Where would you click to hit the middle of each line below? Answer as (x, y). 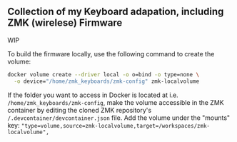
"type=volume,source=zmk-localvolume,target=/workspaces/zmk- (116, 126)
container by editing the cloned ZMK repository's (80, 110)
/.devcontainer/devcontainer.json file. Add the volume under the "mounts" (119, 118)
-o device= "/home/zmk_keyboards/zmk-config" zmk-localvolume (107, 81)
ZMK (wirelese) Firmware (65, 23)
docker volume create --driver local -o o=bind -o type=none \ (104, 74)
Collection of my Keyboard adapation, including (116, 12)
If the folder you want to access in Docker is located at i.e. (93, 95)
